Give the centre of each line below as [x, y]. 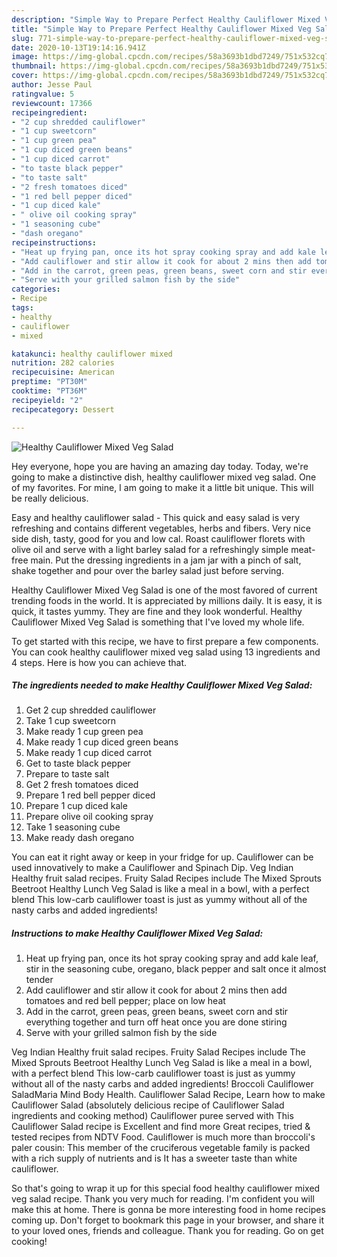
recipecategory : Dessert [63, 409]
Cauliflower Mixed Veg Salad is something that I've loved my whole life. [158, 622]
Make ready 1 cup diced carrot [88, 753]
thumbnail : [34, 66]
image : [25, 57]
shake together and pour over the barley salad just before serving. [147, 570]
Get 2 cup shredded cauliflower [91, 710]
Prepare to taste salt [67, 774]
